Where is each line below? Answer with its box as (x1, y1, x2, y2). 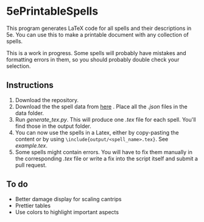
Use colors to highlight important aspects (15, 208, 119, 215)
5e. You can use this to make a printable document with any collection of (6, 31, 189, 38)
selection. (6, 62, 31, 70)
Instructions (6, 80, 54, 91)
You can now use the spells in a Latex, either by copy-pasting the (15, 128, 179, 136)
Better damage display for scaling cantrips (15, 195, 122, 202)
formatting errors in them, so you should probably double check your (6, 56, 180, 63)
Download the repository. (15, 96, 79, 103)
